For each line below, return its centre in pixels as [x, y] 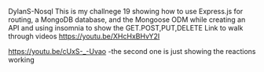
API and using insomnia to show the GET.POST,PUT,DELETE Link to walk [126, 28]
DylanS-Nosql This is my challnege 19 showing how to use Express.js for [126, 11]
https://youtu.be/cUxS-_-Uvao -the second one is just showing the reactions [132, 51]
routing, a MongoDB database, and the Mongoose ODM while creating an [127, 20]
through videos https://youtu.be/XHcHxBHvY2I [84, 36]
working [22, 59]
